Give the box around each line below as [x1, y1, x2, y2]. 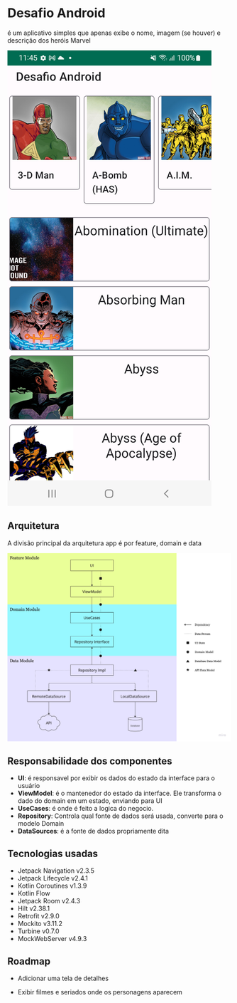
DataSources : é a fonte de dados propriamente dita [17, 827, 169, 836]
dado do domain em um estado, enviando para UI [17, 797, 162, 805]
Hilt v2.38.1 [17, 904, 50, 913]
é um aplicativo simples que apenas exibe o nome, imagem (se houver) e [7, 28, 221, 37]
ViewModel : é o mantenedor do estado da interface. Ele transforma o [17, 789, 222, 798]
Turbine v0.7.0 [17, 927, 60, 935]
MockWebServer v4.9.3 [17, 935, 87, 943]
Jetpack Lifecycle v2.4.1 [17, 874, 89, 883]
